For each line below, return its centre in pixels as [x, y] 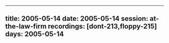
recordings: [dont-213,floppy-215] [102, 26]
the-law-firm [26, 26]
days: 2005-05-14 [35, 34]
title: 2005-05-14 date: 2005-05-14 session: [77, 19]
